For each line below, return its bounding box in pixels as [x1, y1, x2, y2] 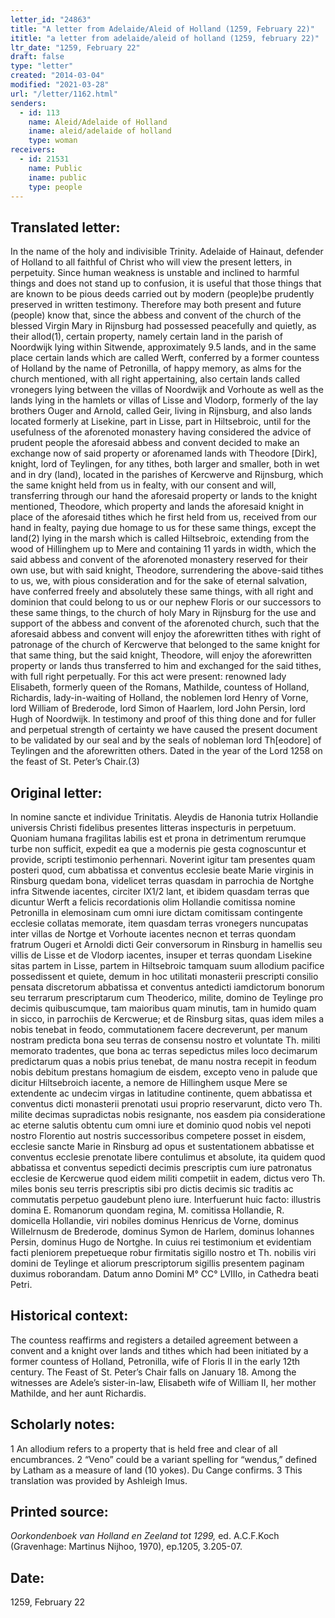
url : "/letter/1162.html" [10, 89, 118, 99]
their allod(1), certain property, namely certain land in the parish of [10, 331, 283, 343]
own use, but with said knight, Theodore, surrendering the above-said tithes [10, 564, 324, 576]
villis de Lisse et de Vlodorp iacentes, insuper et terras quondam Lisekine [10, 949, 313, 961]
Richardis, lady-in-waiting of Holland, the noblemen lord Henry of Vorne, [10, 692, 309, 704]
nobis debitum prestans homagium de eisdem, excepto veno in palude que [10, 1066, 318, 1078]
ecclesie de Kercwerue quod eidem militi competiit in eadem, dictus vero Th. [10, 1172, 326, 1184]
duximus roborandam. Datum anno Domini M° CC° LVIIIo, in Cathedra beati [10, 1268, 319, 1280]
